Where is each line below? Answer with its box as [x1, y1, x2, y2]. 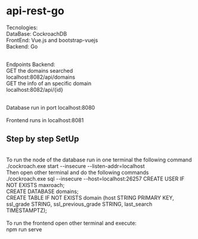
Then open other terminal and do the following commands [6, 169, 149, 176]
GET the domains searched [6, 67, 73, 74]
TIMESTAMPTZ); [6, 207, 48, 214]
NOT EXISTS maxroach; [6, 181, 65, 188]
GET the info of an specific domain [6, 79, 91, 87]
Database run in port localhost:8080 [6, 104, 95, 111]
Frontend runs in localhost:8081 [6, 116, 84, 123]
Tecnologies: [6, 24, 38, 31]
